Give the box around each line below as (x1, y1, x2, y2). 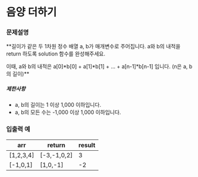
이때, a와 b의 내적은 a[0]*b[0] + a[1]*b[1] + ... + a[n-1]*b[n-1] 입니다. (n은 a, (6, 63, 188, 70)
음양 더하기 (6, 5, 57, 19)
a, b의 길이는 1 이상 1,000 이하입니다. (14, 101, 102, 108)
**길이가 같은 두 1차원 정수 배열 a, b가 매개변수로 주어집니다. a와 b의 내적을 (6, 43, 181, 50)
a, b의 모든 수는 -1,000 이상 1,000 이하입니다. (14, 108, 121, 116)
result (78, 141, 96, 149)
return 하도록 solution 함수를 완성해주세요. (6, 50, 106, 57)
